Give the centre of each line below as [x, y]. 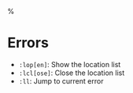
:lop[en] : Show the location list [70, 64]
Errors [28, 43]
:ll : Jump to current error [61, 80]
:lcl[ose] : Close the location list [72, 73]
